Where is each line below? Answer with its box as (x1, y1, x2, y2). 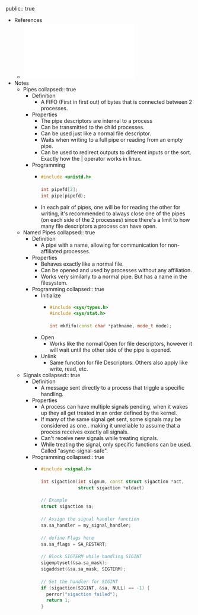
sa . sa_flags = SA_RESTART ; (40, 541, 108, 547)
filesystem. (40, 279, 68, 286)
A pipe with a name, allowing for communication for (40, 241, 167, 248)
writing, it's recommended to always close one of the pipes (40, 210, 186, 217)
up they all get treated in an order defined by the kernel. (40, 409, 177, 416)
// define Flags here (40, 535, 94, 541)
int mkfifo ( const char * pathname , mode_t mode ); (49, 323, 173, 329)
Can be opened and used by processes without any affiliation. (40, 266, 192, 273)
